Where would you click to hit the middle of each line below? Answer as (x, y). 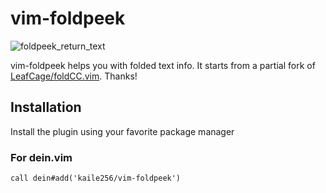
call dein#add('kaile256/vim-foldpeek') (96, 178)
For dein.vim (41, 157)
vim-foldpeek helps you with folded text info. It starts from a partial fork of (163, 65)
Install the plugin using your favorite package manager (122, 131)
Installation (46, 107)
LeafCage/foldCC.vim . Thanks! (74, 76)
